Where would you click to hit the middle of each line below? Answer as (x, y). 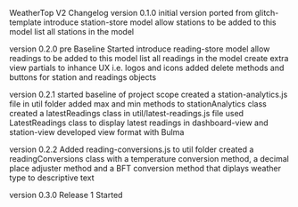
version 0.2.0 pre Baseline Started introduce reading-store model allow (140, 49)
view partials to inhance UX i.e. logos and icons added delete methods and (147, 68)
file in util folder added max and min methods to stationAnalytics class (138, 104)
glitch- (267, 13)
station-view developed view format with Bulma (97, 132)
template (25, 22)
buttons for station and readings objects (83, 77)
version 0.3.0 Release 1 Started (66, 195)
